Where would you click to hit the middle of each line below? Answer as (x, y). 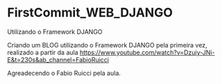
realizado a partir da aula (43, 52)
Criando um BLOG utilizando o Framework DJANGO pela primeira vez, (107, 45)
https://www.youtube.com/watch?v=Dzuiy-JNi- (147, 52)
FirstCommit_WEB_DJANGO (90, 13)
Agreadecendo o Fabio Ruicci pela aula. (64, 73)
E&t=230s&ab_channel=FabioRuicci (58, 59)
